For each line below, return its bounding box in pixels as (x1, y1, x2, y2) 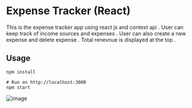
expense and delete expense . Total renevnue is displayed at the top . (6, 36, 177, 43)
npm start (6, 84, 31, 90)
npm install (6, 69, 36, 75)
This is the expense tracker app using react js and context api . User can (6, 24, 184, 31)
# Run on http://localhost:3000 (6, 79, 86, 85)
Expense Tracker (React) (6, 4, 131, 18)
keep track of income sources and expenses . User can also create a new (6, 30, 186, 37)
